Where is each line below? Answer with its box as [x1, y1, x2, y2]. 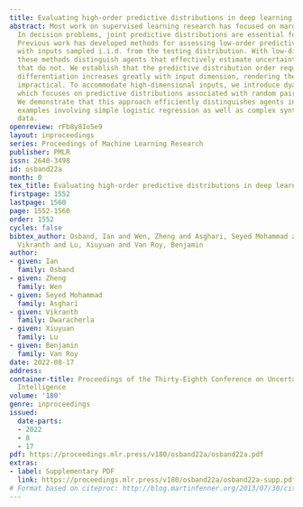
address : [9, 366, 42, 375]
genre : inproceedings [9, 399, 91, 409]
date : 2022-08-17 [9, 358, 75, 367]
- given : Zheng [9, 274, 67, 283]
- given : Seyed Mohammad [9, 290, 103, 299]
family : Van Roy [17, 349, 78, 358]
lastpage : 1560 [9, 198, 67, 208]
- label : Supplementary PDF [9, 467, 115, 476]
